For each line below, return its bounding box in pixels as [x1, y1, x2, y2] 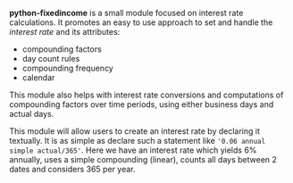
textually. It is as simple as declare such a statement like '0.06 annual [9, 136, 266, 146]
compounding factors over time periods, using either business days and [9, 99, 274, 110]
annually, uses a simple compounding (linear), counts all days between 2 [9, 154, 277, 164]
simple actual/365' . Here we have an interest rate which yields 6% [9, 145, 257, 155]
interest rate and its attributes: [9, 27, 121, 37]
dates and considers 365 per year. [9, 164, 136, 174]
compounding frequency [21, 62, 113, 73]
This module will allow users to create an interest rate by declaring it [9, 126, 261, 137]
